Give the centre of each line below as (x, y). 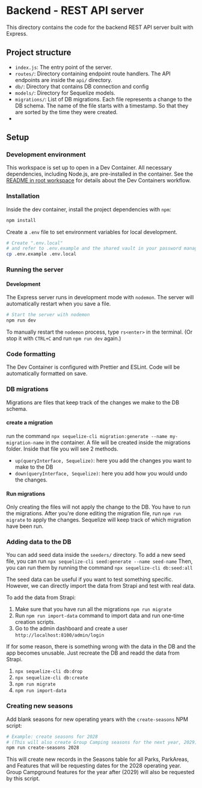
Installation (23, 196)
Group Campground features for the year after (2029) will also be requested (100, 772)
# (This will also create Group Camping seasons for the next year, (94, 742)
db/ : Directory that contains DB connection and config (82, 86)
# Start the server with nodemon (48, 315)
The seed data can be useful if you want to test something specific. (90, 579)
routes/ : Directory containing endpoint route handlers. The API (93, 74)
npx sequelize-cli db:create (51, 678)
